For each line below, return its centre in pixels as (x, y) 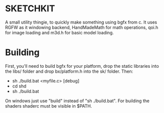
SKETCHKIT (30, 9)
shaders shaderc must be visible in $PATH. (49, 106)
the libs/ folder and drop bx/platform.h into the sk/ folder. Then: (69, 71)
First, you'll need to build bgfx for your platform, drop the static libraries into (82, 66)
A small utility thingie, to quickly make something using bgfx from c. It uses (81, 22)
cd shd (19, 86)
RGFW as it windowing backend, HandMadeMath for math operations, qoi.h (82, 27)
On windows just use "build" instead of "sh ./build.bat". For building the (77, 101)
